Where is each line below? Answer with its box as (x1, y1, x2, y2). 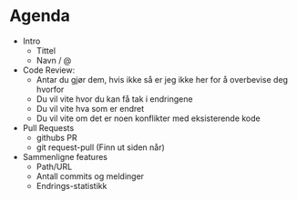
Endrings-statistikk (36, 180, 108, 191)
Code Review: (22, 65, 76, 75)
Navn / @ (36, 55, 72, 65)
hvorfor (36, 84, 65, 95)
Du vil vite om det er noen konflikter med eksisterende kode (36, 113, 261, 124)
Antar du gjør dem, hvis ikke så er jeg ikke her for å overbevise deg (36, 74, 289, 85)
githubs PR (36, 132, 77, 143)
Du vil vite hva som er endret (36, 103, 145, 114)
